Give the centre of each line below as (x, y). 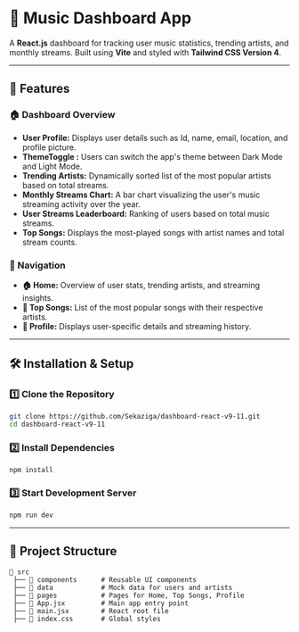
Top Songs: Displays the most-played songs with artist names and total (153, 232)
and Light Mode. (52, 166)
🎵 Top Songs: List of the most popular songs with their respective (142, 307)
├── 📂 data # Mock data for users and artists (123, 587)
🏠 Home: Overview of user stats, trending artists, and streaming (141, 285)
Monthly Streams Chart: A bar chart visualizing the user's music (141, 195)
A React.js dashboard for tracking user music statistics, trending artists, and (149, 43)
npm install (31, 470)
